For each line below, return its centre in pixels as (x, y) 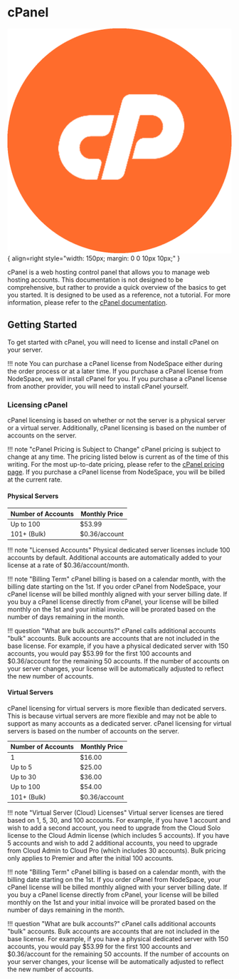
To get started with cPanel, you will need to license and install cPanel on (113, 342)
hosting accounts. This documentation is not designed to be (95, 280)
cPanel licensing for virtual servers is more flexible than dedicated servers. (117, 708)
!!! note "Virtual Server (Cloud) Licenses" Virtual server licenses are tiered (116, 813)
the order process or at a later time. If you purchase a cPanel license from (115, 371)
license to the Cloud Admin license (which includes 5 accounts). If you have (118, 836)
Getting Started (42, 325)
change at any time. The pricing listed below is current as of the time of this (118, 457)
